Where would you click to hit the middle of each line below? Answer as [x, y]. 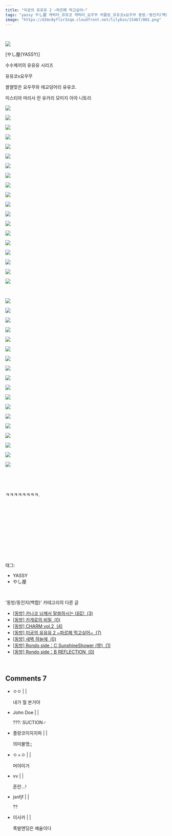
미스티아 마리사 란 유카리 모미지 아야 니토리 [48, 98]
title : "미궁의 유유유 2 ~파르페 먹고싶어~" [47, 10]
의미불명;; [22, 744]
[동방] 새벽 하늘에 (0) [34, 639]
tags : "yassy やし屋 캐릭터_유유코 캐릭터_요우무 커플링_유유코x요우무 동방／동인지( [84, 15]
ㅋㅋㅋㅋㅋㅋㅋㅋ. [23, 495]
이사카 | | [22, 818]
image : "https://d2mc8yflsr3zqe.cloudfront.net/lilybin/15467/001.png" [83, 20]
